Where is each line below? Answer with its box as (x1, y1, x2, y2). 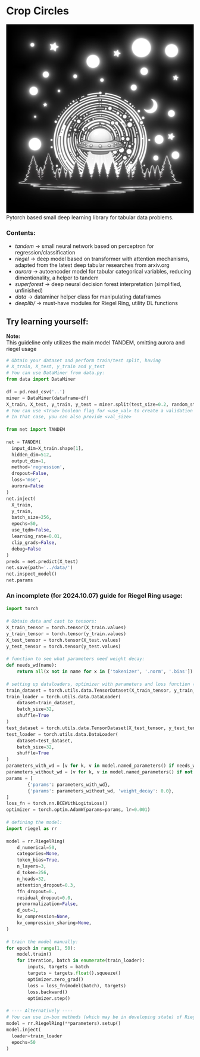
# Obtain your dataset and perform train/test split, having (6, 357, 161, 363)
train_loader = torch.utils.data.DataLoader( (6, 694, 121, 700)
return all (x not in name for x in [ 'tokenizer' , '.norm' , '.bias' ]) (17, 669, 193, 674)
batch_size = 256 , (11, 514, 52, 521)
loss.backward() (27, 989, 68, 995)
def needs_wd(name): (6, 663, 58, 669)
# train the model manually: (6, 938, 79, 945)
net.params (6, 577, 33, 583)
